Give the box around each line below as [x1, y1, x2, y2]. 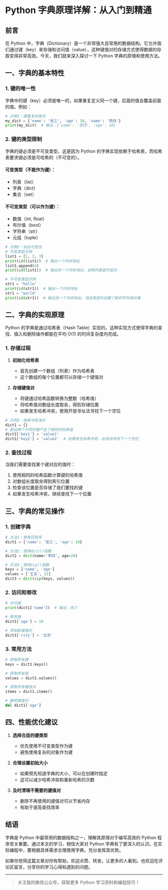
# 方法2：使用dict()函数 [5, 549, 51, 554]
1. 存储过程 [5, 345, 31, 352]
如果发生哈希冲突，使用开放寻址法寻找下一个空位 [19, 407, 121, 413]
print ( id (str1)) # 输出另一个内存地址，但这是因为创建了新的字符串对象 [5, 295, 141, 300]
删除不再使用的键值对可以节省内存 [19, 798, 90, 804]
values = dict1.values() [5, 675, 57, 681]
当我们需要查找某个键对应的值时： [5, 462, 75, 468]
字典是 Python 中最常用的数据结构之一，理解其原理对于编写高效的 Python [5, 834, 156, 840]
